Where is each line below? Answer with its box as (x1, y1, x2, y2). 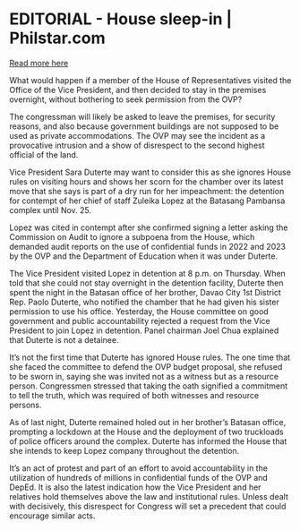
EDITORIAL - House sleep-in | (9, 9, 233, 30)
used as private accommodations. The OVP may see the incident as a (9, 130, 266, 141)
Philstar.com (9, 28, 106, 48)
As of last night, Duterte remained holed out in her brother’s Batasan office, (9, 416, 287, 427)
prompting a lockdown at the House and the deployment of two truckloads (9, 426, 284, 437)
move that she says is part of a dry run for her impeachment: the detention (9, 185, 285, 196)
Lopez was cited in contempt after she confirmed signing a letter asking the (9, 222, 288, 233)
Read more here (9, 57, 69, 68)
